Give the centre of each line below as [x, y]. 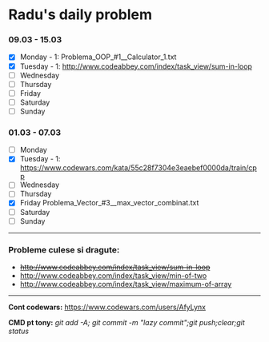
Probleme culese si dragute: [64, 249]
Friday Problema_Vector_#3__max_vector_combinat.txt [109, 203]
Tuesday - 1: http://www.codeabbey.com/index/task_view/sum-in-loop [136, 66]
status [19, 331]
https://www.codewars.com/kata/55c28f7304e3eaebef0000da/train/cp [139, 168]
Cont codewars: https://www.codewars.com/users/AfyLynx [107, 307]
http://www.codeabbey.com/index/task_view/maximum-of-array [126, 284]
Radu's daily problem [80, 15]
